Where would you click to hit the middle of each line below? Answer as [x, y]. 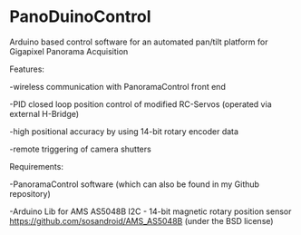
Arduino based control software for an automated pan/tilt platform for [139, 42]
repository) [30, 193]
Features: [27, 69]
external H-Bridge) [44, 113]
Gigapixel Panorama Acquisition [69, 51]
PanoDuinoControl [80, 17]
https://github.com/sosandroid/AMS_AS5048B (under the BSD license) [141, 220]
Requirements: [36, 166]
